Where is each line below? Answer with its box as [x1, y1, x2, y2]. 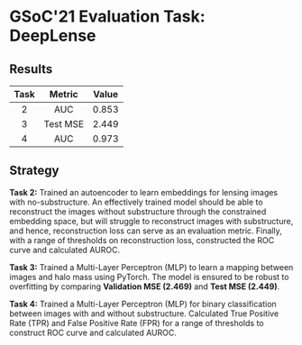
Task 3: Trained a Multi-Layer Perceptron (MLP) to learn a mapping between [9, 261, 294, 272]
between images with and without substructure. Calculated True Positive [9, 308, 279, 319]
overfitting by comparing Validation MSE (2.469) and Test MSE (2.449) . [9, 281, 280, 292]
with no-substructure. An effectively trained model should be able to [9, 196, 263, 207]
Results [9, 61, 53, 77]
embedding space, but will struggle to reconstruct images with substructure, [9, 215, 294, 226]
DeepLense [9, 25, 96, 46]
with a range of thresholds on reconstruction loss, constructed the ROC [9, 234, 275, 245]
